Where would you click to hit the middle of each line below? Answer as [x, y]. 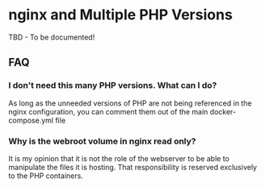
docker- [223, 111]
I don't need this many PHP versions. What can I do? [113, 85]
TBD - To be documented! [52, 37]
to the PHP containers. [46, 176]
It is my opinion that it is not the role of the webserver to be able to [119, 158]
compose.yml [31, 120]
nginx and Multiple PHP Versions [120, 15]
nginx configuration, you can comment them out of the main [108, 111]
